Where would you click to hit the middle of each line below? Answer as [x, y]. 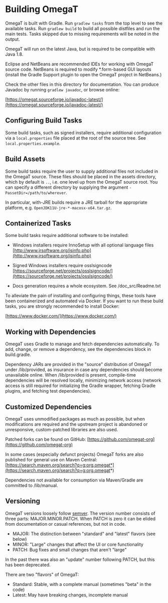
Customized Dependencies [48, 407]
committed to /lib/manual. [32, 485]
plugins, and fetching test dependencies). [48, 391]
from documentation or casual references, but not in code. [66, 524]
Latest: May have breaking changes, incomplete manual [70, 595]
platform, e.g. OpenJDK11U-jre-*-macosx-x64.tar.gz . [58, 207]
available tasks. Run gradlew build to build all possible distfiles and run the [82, 28]
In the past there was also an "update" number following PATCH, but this [80, 559]
